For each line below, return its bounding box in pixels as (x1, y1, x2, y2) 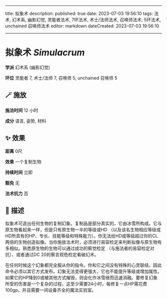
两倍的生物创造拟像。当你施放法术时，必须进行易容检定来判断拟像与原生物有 (5, 239, 162, 245)
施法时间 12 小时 (5, 107, 39, 113)
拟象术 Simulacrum (5, 47, 85, 58)
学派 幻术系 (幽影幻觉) (5, 64, 51, 70)
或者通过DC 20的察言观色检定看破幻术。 (15, 252, 99, 258)
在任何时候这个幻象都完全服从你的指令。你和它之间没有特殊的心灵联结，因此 (5, 262, 162, 268)
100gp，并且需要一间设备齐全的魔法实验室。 (5, 287, 96, 293)
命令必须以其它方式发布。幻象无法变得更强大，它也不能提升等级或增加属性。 (5, 269, 162, 275)
